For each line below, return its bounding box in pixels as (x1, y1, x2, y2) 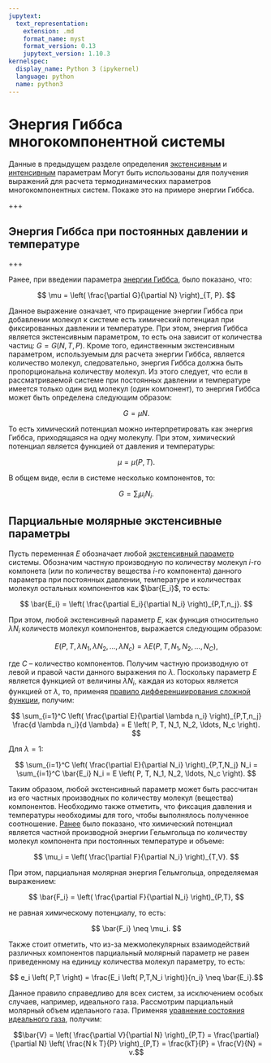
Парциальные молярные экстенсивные (8, 514, 222, 528)
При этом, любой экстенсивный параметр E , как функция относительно (8, 615, 259, 624)
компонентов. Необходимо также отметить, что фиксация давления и (8, 802, 252, 811)
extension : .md (23, 27, 75, 35)
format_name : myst (23, 34, 85, 43)
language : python (15, 72, 75, 81)
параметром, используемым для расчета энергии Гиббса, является (8, 349, 246, 359)
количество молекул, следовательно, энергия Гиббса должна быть (8, 358, 243, 368)
